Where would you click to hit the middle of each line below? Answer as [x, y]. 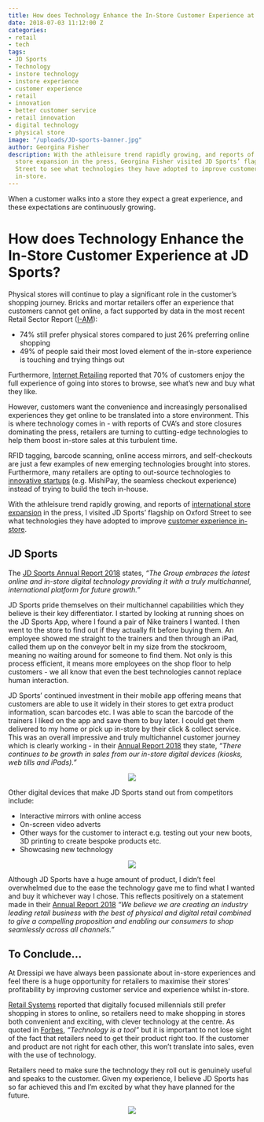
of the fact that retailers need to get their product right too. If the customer [128, 1039]
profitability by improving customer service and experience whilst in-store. [129, 990]
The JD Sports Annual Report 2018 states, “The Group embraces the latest [129, 573]
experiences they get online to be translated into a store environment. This [128, 415]
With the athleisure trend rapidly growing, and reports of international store [130, 504]
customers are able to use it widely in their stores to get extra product [121, 703]
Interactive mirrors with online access [80, 816]
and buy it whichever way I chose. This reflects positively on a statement [126, 896]
